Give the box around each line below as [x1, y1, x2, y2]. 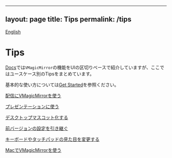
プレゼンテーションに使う [5, 103, 59, 109]
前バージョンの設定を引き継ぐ [5, 125, 68, 131]
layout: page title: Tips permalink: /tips [5, 15, 132, 24]
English [5, 29, 21, 35]
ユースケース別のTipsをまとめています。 [9, 70, 95, 77]
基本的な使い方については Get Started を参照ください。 [5, 82, 119, 88]
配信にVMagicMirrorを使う [5, 92, 61, 98]
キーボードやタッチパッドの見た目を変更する [5, 136, 100, 142]
